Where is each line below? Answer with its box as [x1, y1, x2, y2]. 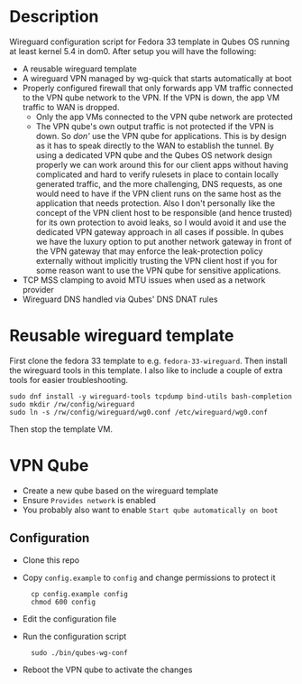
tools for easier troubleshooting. [9, 374, 129, 385]
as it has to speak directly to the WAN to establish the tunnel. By [35, 140, 275, 151]
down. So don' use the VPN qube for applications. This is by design [35, 130, 287, 141]
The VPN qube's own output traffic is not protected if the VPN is [35, 120, 275, 132]
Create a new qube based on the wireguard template [22, 485, 219, 496]
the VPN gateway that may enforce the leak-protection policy [35, 246, 263, 257]
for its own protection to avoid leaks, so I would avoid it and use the [35, 217, 287, 228]
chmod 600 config [31, 597, 96, 606]
